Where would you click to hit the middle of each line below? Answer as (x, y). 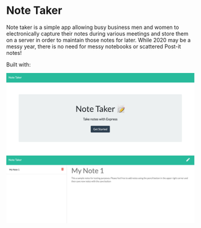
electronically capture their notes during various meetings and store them (97, 33)
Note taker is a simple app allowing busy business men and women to (93, 27)
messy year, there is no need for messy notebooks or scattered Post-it (94, 46)
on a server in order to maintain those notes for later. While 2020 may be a (98, 40)
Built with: (19, 65)
